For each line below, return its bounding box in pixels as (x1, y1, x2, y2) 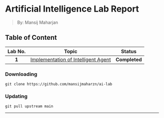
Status (121, 48, 137, 54)
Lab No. (7, 48, 26, 54)
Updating (5, 93, 28, 100)
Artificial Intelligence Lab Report (5, 3, 139, 15)
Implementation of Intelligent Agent (30, 56, 111, 63)
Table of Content (5, 34, 57, 42)
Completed (115, 56, 143, 63)
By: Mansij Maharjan (17, 19, 59, 25)
